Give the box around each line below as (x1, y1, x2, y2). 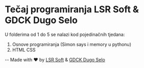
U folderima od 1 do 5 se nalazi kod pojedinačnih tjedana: (5, 31, 125, 37)
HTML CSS (12, 47, 36, 53)
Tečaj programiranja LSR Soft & (5, 4, 139, 15)
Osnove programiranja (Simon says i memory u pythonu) (12, 41, 131, 47)
